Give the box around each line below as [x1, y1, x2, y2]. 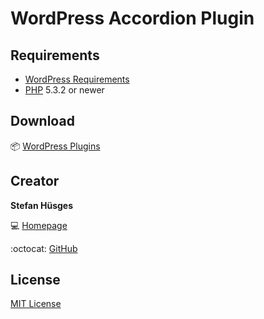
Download [10, 113, 75, 130]
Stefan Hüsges [10, 199, 73, 211]
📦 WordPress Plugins [10, 140, 101, 152]
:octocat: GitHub [10, 242, 78, 254]
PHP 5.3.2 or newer [24, 84, 105, 96]
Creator [10, 173, 60, 190]
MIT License [10, 298, 62, 310]
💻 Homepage [10, 219, 68, 231]
